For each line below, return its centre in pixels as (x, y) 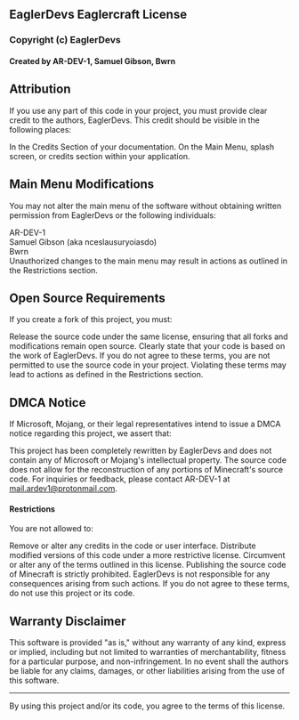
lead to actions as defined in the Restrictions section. (106, 375)
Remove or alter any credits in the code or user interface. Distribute (133, 546)
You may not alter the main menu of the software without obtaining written (145, 206)
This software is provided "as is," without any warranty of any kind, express (148, 643)
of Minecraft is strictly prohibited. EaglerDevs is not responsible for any (140, 574)
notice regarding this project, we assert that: (90, 433)
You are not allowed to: (51, 529)
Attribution (40, 89)
